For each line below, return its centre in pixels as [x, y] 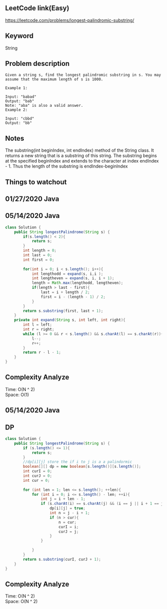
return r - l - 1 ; [42, 353]
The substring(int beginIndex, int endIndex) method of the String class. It [80, 150]
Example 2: [16, 110]
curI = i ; [69, 527]
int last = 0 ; [38, 255]
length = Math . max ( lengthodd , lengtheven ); [77, 283]
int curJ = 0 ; [38, 476]
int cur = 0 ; [37, 480]
